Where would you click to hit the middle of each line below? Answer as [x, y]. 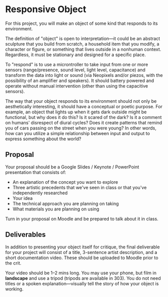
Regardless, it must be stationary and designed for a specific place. [75, 55]
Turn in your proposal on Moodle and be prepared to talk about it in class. [82, 219]
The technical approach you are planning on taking [66, 203]
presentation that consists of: [36, 172]
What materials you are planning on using [56, 209]
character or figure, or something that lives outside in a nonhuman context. [83, 49]
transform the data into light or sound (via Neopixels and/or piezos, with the [84, 75]
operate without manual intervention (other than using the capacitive [77, 86]
